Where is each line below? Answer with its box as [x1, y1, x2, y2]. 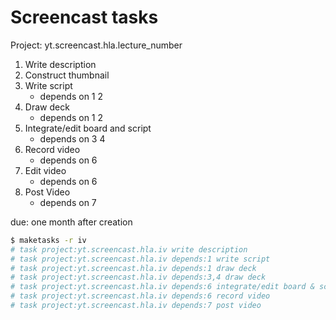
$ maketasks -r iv [10, 235, 87, 245]
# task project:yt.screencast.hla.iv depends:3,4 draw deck [10, 272, 267, 283]
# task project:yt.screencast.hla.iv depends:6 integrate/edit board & [10, 282, 315, 292]
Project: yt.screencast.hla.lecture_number [10, 39, 183, 51]
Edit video [24, 164, 67, 176]
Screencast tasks [10, 6, 159, 29]
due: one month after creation [10, 216, 133, 228]
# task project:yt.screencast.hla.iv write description [10, 244, 248, 255]
